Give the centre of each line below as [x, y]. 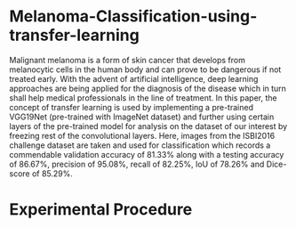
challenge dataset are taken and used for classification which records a [140, 145]
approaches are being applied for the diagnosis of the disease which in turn [148, 88]
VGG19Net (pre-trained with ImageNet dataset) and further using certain [142, 117]
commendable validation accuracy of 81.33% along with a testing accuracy [147, 154]
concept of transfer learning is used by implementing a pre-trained [131, 107]
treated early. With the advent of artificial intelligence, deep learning [134, 78]
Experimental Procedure [101, 210]
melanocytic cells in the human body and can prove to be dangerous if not [145, 69]
